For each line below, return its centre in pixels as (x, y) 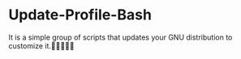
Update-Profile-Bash (80, 15)
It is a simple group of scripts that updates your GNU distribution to (120, 37)
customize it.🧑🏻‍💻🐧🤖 (41, 45)
